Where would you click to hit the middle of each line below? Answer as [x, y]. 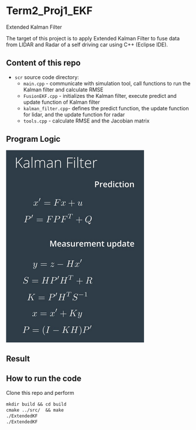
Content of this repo [43, 63]
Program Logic [33, 139]
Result [18, 359]
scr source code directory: [47, 77]
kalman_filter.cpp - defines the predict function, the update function [106, 108]
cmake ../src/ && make [35, 410]
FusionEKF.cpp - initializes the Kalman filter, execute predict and [100, 95]
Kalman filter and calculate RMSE [63, 90]
